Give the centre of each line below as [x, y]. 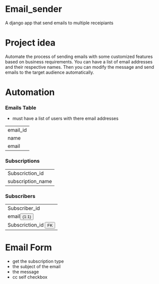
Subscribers [20, 196]
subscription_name [30, 181]
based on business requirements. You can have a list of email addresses [79, 62]
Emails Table [21, 107]
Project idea [30, 43]
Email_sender [34, 9]
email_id [17, 130]
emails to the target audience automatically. [50, 72]
